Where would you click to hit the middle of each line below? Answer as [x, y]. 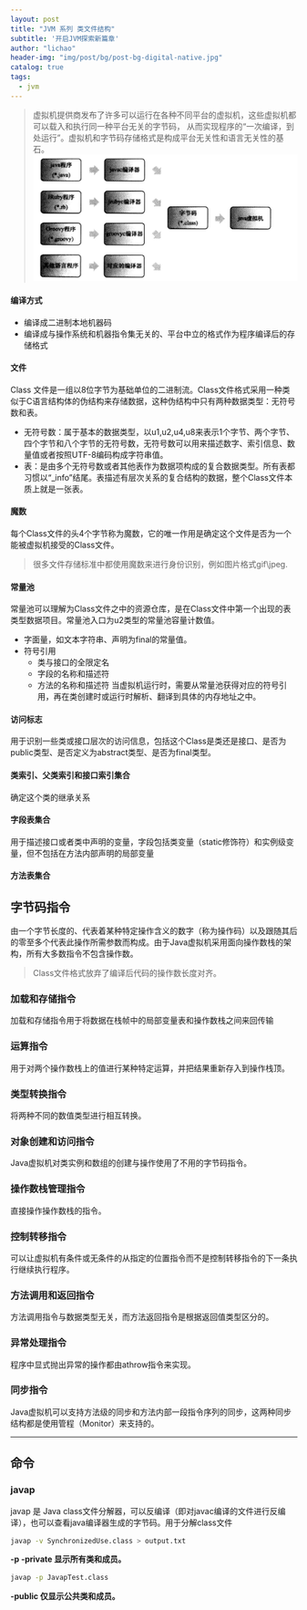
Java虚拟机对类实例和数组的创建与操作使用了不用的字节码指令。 [131, 1163]
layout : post [35, 19]
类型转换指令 [39, 1094]
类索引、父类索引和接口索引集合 [70, 774]
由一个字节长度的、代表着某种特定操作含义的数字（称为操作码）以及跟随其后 [154, 931]
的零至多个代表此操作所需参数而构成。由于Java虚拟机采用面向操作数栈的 [147, 942]
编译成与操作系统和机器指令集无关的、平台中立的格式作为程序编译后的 [155, 334]
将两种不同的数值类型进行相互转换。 [78, 1116]
